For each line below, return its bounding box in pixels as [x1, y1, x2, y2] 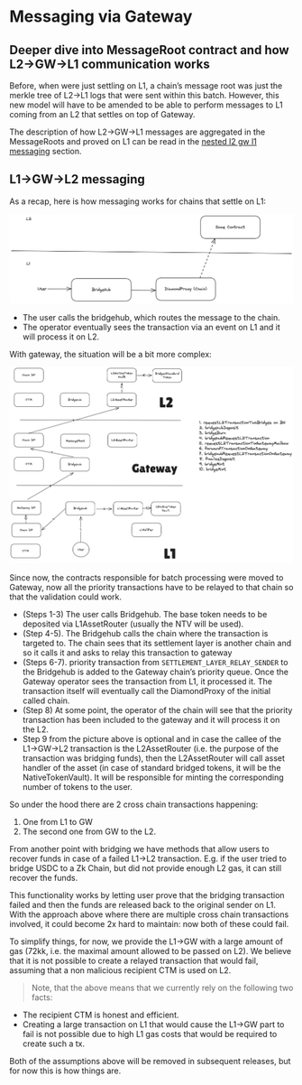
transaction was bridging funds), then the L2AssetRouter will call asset [22, 752, 286, 764]
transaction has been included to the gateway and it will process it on [22, 714, 280, 725]
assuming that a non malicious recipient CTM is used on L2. [9, 964, 232, 976]
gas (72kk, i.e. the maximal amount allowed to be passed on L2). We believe [9, 945, 292, 956]
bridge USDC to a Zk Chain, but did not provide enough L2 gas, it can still [9, 862, 282, 873]
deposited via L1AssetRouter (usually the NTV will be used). [22, 618, 244, 629]
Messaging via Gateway [9, 6, 193, 27]
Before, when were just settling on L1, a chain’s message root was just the [9, 80, 283, 91]
